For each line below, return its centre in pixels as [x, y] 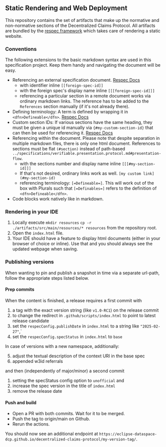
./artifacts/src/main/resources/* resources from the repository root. [84, 228]
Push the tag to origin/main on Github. [51, 419]
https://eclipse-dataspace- [128, 434]
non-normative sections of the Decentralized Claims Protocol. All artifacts [80, 25]
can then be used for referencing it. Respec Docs [62, 133]
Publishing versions [30, 262]
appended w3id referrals [38, 361]
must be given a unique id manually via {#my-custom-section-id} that [83, 128]
